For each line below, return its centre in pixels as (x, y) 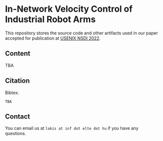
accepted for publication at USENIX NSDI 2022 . (53, 38)
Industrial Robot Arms (51, 19)
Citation (18, 81)
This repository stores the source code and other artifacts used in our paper (81, 33)
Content (18, 54)
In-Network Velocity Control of (69, 9)
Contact (18, 116)
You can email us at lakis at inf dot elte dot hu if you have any (72, 128)
